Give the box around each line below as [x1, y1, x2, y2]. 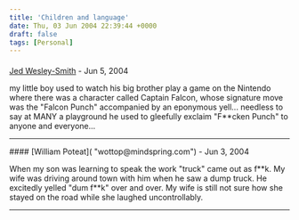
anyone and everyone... [9, 120, 96, 131]
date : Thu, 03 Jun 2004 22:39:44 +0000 [9, 21, 158, 30]
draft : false [9, 29, 58, 38]
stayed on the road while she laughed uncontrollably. [9, 191, 204, 202]
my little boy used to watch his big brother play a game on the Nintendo [9, 82, 271, 94]
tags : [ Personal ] [9, 37, 74, 47]
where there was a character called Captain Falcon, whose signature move [9, 92, 284, 102]
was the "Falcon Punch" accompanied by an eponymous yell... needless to [9, 102, 283, 112]
